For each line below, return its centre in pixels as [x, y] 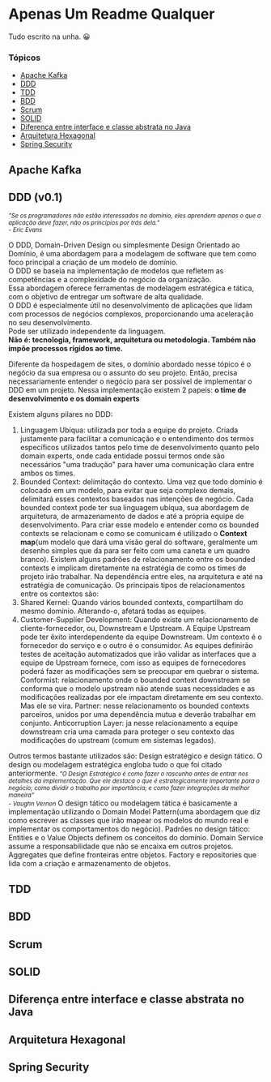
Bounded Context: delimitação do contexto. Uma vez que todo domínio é [141, 482]
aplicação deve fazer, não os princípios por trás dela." [84, 223]
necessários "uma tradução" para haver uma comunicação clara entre [137, 465]
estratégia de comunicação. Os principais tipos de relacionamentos [132, 586]
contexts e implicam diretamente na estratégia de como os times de [133, 568]
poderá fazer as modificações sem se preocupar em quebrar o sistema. [140, 672]
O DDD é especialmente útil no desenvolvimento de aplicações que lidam [131, 306]
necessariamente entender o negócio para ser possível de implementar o [130, 381]
